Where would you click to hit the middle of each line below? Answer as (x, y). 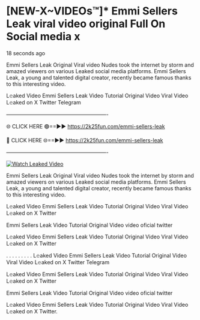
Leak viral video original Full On (86, 24)
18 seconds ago (26, 53)
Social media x (43, 37)
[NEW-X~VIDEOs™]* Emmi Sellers (92, 11)
